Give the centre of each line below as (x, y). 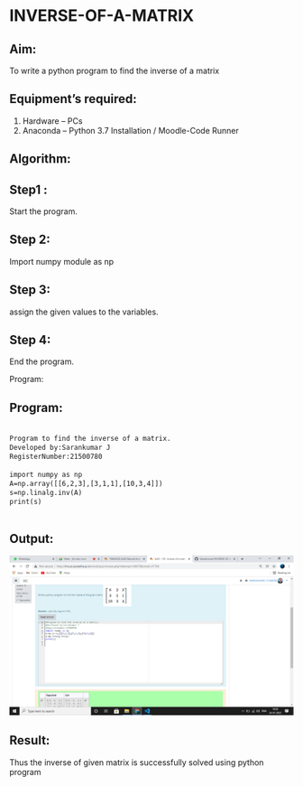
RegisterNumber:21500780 (56, 457)
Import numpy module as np (62, 261)
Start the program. (44, 211)
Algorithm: (40, 159)
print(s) (26, 502)
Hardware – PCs (52, 121)
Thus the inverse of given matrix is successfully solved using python (137, 762)
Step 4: (30, 340)
